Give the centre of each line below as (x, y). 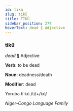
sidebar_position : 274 (28, 23)
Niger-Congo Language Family (36, 103)
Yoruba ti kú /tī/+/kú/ (26, 94)
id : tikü (14, 10)
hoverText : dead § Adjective (35, 28)
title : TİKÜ (17, 19)
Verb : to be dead (22, 65)
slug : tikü (16, 14)
